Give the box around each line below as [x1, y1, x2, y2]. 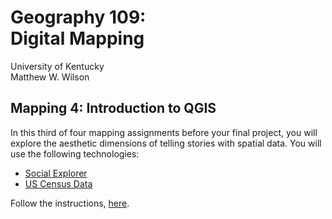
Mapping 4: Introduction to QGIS [10, 100, 217, 117]
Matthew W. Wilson [10, 71, 90, 83]
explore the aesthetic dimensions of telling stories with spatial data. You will [10, 137, 322, 149]
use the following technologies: [10, 147, 140, 160]
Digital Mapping [10, 27, 145, 50]
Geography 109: [10, 6, 147, 29]
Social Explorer [24, 167, 88, 179]
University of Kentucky [10, 60, 105, 72]
